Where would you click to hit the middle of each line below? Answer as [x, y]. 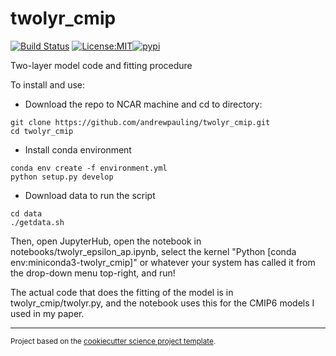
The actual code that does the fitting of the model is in [122, 292]
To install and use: [48, 84]
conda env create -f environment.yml [89, 168]
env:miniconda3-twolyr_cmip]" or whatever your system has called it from [163, 262]
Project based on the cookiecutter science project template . [113, 341]
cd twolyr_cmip [42, 131]
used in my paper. [47, 313]
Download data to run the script [90, 195]
